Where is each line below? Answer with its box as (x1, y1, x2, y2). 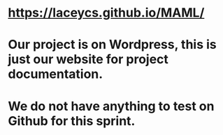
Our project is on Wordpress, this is (8, 37, 217, 53)
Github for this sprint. (8, 113, 136, 129)
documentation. (8, 66, 103, 82)
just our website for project (8, 51, 168, 67)
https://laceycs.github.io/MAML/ (8, 5, 205, 21)
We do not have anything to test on (8, 98, 215, 114)
